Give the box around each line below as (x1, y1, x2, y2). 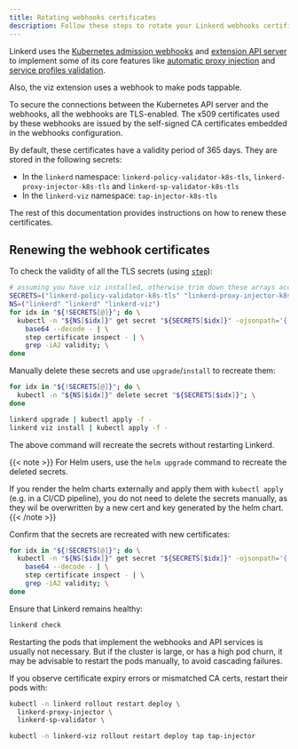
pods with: (9, 681, 48, 693)
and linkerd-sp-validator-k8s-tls (112, 180, 239, 191)
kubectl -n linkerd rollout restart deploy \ (9, 699, 180, 708)
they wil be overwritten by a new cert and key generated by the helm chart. (9, 502, 284, 513)
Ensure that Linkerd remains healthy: (9, 603, 144, 614)
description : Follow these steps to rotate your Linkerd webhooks (9, 21, 260, 30)
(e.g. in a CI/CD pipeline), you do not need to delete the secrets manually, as (9, 492, 288, 503)
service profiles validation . (9, 64, 106, 76)
